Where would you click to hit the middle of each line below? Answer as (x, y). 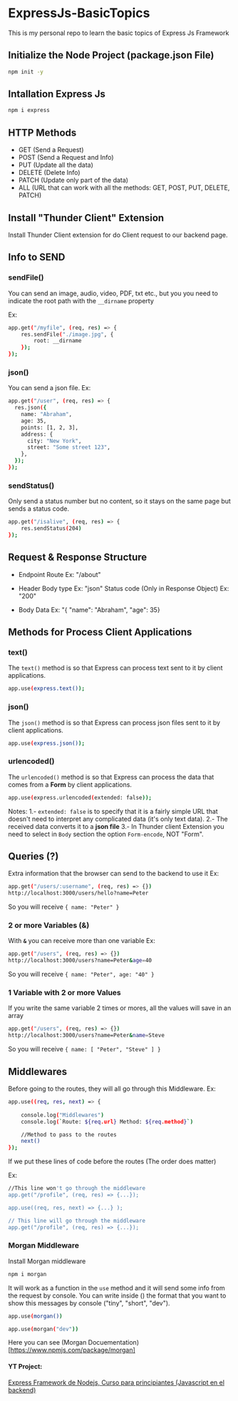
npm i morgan (27, 1274)
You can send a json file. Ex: (50, 388)
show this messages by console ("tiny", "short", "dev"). (89, 1303)
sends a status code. (39, 509)
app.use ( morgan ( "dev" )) (43, 1329)
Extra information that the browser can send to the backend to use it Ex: (114, 873)
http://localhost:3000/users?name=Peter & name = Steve (86, 1036)
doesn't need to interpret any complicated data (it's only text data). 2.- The (118, 819)
